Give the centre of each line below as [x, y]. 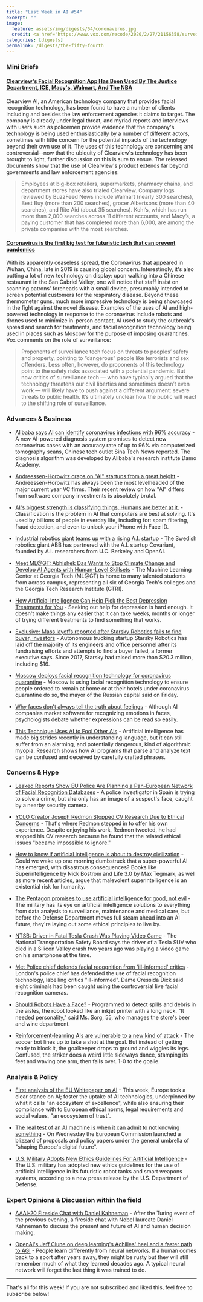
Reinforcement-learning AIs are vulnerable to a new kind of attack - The [105, 1035]
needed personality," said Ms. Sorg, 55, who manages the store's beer [102, 1017]
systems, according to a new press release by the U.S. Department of [101, 1178]
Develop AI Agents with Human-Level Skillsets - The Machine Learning [103, 569]
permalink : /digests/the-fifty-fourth [55, 46]
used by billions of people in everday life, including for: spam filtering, [102, 520]
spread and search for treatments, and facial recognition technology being [99, 327]
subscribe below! [28, 1294]
